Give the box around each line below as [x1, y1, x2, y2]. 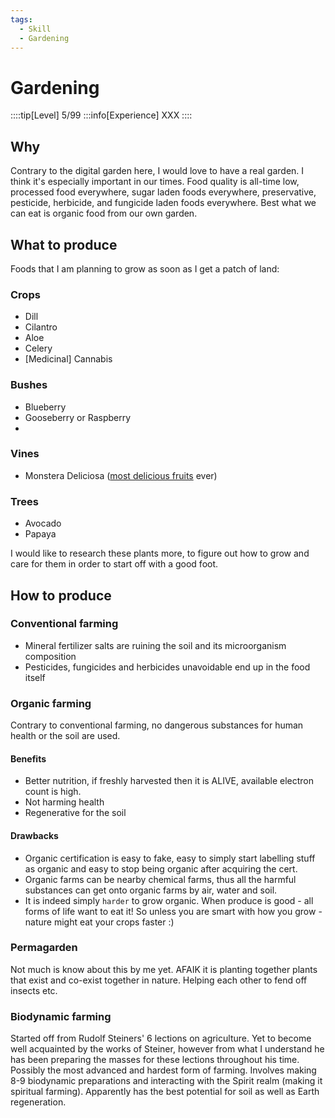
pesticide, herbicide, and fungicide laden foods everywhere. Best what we [10, 197, 317, 209]
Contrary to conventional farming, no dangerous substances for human [10, 719, 304, 731]
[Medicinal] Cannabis [24, 353, 113, 365]
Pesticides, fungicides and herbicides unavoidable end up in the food [24, 661, 311, 673]
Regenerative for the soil [24, 807, 127, 819]
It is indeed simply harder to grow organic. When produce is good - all [24, 894, 314, 906]
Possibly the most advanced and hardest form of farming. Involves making [10, 1064, 317, 1076]
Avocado [24, 517, 62, 530]
